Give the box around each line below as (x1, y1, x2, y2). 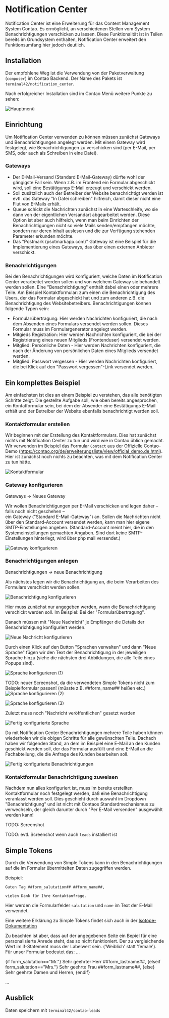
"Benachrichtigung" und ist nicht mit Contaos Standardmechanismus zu (5, 801, 155, 808)
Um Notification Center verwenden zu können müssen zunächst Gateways (5, 134, 160, 140)
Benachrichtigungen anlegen (5, 558, 78, 565)
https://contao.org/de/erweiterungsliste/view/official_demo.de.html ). (20, 448, 163, 454)
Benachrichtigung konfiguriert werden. (5, 624, 86, 630)
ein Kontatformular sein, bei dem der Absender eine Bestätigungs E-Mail (5, 402, 156, 408)
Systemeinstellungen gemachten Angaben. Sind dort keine (5, 530, 128, 536)
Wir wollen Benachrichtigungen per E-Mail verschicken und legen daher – (5, 502, 158, 509)
